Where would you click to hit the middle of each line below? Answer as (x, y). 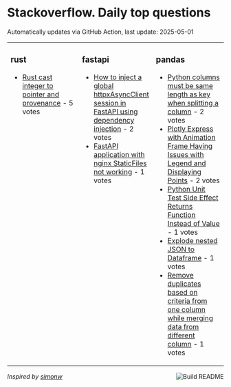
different (181, 335)
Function (181, 215)
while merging (190, 318)
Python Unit (187, 189)
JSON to (181, 249)
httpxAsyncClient (121, 94)
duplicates (184, 284)
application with (120, 154)
